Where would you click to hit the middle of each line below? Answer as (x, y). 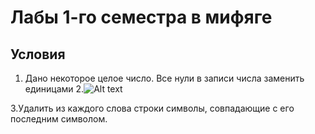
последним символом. (59, 119)
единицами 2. (54, 89)
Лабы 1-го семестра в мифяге (141, 17)
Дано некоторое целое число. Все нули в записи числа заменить (164, 78)
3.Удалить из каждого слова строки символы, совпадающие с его (152, 108)
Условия (38, 54)
